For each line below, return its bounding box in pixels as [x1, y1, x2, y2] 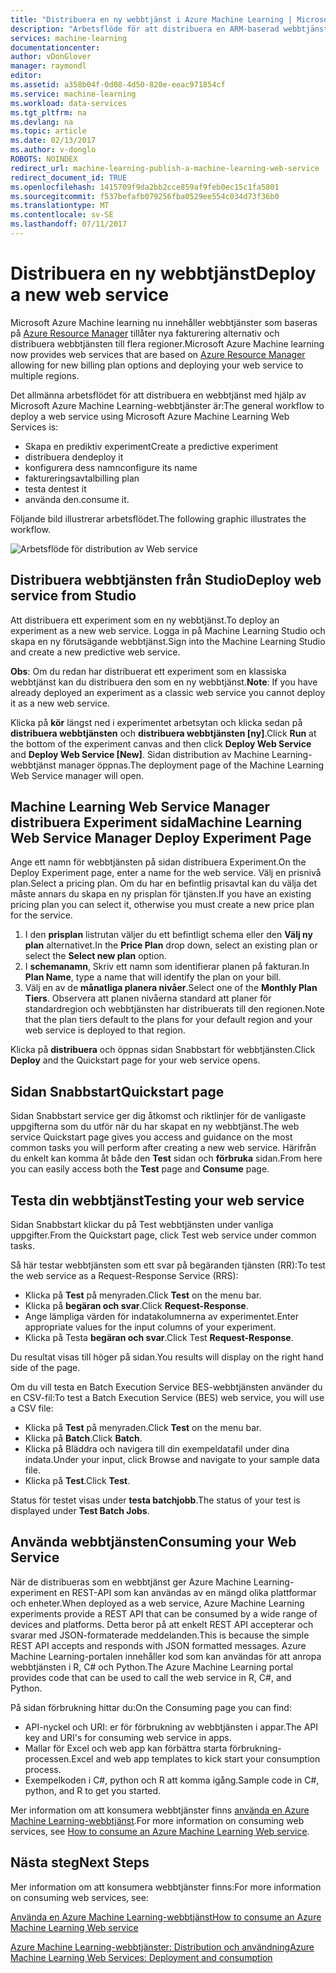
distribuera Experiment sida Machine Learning [10, 814, 303, 831]
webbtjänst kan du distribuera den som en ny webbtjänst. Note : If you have [10, 676, 318, 688]
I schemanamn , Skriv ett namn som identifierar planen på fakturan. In [24, 961, 310, 973]
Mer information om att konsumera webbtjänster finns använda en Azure [10, 1804, 310, 1816]
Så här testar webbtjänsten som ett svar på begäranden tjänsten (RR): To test [10, 1259, 326, 1271]
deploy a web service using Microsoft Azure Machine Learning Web [10, 410, 290, 422]
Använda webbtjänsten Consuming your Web [10, 1534, 297, 1551]
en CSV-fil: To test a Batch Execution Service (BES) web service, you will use [10, 1392, 325, 1404]
